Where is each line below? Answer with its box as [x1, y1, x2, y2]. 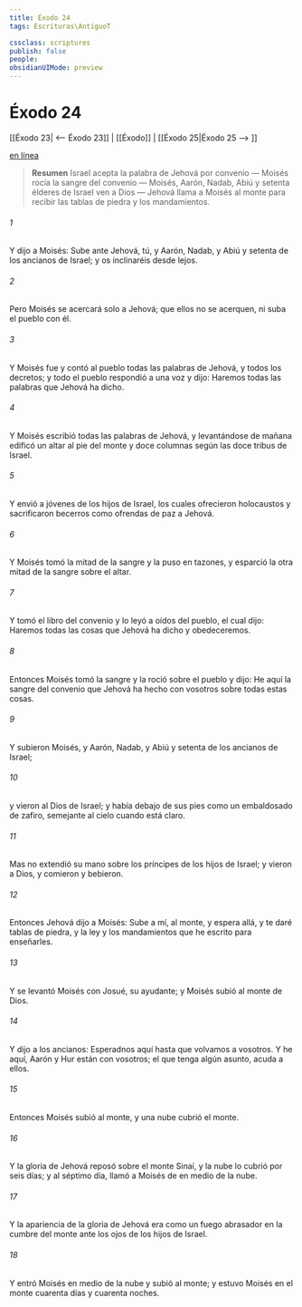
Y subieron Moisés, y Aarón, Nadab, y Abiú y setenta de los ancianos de [9, 741, 278, 752]
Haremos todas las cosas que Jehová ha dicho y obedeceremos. [9, 624, 251, 635]
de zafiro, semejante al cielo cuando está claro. [9, 809, 185, 820]
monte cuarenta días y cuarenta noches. [9, 1287, 160, 1298]
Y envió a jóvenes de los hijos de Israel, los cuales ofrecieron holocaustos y [9, 498, 291, 508]
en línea [9, 150, 39, 160]
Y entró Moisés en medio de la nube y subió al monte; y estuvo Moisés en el [9, 1277, 294, 1288]
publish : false [9, 46, 67, 55]
